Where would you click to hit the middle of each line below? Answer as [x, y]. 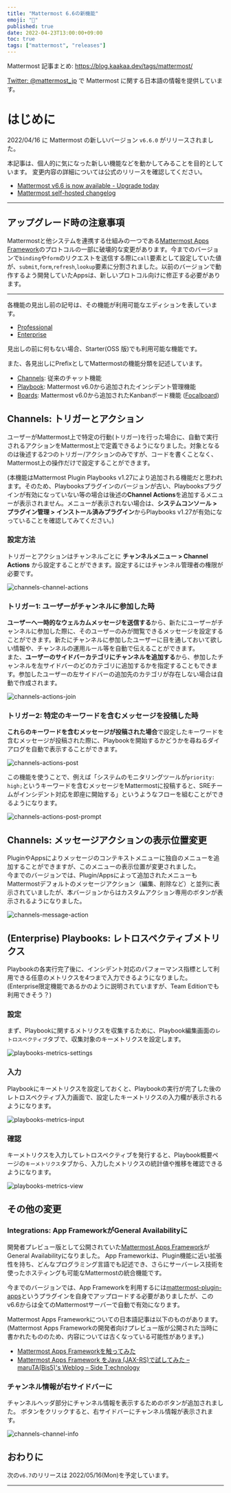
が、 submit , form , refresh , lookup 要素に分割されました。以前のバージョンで [111, 267]
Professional [35, 327]
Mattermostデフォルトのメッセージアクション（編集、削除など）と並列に [111, 884]
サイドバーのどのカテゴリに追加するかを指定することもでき [127, 666]
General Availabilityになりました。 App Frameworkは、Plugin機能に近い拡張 [114, 1255]
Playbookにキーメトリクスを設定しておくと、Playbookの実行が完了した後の [114, 1088]
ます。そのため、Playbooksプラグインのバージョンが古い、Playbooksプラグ [114, 486]
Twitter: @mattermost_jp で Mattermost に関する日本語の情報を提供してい [112, 81]
